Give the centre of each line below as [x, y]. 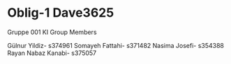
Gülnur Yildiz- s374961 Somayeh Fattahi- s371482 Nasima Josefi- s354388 [116, 45]
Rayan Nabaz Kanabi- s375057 [52, 53]
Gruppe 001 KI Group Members [52, 32]
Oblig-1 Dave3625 [61, 13]
